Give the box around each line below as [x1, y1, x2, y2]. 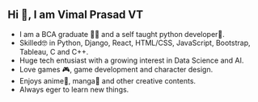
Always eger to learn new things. [19, 84, 129, 94]
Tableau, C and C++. [19, 47, 89, 56]
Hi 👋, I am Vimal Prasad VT [7, 8, 143, 22]
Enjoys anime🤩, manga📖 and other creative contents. [19, 75, 196, 85]
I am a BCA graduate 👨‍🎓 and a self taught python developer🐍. [19, 29, 226, 39]
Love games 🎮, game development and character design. [19, 64, 214, 74]
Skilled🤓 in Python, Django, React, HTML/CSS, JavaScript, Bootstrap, [19, 38, 252, 47]
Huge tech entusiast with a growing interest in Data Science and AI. [19, 55, 244, 65]
